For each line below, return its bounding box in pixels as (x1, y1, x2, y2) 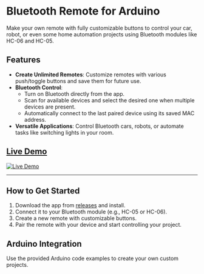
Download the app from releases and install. (15, 202, 126, 209)
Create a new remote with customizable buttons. (15, 215, 137, 222)
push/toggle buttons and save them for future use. (15, 77, 141, 84)
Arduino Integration (6, 238, 82, 249)
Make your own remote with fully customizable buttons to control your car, (6, 24, 192, 32)
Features (6, 55, 41, 65)
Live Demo (6, 147, 47, 157)
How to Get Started (6, 185, 80, 196)
